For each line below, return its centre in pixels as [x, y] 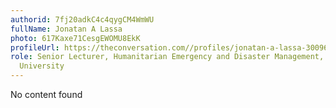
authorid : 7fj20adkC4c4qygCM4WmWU [82, 19]
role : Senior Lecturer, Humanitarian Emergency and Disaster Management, [167, 57]
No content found [46, 94]
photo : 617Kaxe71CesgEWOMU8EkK [75, 38]
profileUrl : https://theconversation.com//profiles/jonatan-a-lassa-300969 [171, 47]
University [42, 66]
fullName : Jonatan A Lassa [66, 29]
